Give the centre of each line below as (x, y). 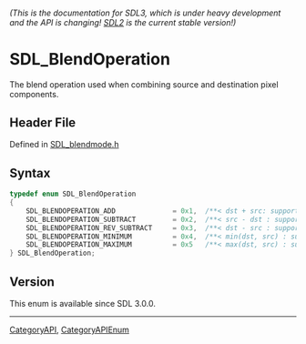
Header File (43, 122)
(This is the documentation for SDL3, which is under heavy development (145, 13)
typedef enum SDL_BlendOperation (73, 194)
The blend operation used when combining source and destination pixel (144, 84)
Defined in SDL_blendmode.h (64, 145)
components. (34, 94)
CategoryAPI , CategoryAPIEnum (70, 329)
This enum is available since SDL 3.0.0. (83, 303)
